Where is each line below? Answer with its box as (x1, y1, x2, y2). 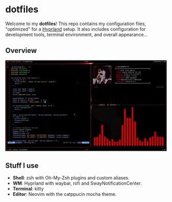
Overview (5, 46, 37, 55)
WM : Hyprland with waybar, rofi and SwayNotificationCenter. (12, 180, 142, 187)
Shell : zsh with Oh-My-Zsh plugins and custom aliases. (12, 175, 130, 181)
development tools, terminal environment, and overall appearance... (5, 31, 148, 37)
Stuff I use (5, 161, 39, 170)
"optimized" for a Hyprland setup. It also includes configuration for (5, 26, 146, 32)
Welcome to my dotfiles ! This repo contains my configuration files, (5, 21, 146, 27)
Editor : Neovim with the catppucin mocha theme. (12, 191, 117, 197)
